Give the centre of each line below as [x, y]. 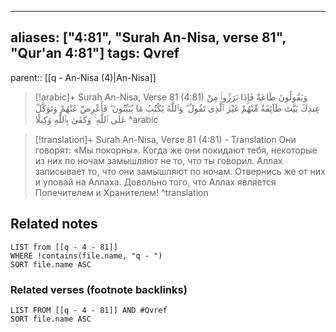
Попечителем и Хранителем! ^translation [121, 192]
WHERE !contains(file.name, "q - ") [86, 256]
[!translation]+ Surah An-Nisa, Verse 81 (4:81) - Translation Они [165, 139]
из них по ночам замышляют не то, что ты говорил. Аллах [158, 160]
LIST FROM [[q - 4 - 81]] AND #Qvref [89, 310]
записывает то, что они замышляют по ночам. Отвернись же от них [180, 171]
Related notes [54, 224]
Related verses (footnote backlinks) [99, 289]
